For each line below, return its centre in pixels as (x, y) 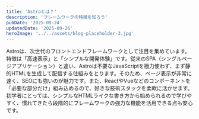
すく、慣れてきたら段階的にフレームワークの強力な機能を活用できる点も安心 (99, 103)
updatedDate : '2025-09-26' (40, 28)
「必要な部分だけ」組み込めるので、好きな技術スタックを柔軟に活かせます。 (99, 88)
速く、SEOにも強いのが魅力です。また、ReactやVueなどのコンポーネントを (99, 81)
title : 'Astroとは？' (31, 12)
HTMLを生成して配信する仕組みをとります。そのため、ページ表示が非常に (101, 73)
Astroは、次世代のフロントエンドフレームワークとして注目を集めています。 (98, 52)
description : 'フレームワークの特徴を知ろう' (57, 17)
